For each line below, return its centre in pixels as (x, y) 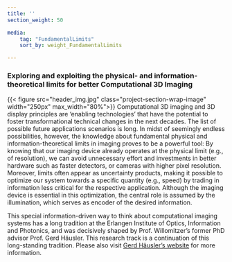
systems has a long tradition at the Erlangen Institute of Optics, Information (114, 223)
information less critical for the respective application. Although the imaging (115, 188)
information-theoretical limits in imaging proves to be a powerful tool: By (110, 143)
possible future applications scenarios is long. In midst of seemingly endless (116, 129)
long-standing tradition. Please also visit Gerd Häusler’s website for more (111, 245)
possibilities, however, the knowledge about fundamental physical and (107, 137)
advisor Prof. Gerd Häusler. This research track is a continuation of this (108, 238)
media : (17, 33)
